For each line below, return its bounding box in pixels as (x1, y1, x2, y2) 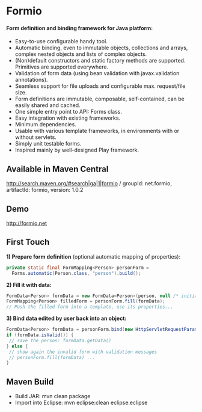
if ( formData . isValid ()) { (6, 332, 74, 338)
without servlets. (14, 134, 57, 141)
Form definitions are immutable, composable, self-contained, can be (14, 95, 185, 103)
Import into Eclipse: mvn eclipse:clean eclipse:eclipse (14, 399, 148, 407)
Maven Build (6, 377, 54, 387)
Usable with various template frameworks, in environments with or (14, 128, 180, 135)
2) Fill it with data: (6, 281, 52, 288)
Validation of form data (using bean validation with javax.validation (14, 70, 180, 77)
